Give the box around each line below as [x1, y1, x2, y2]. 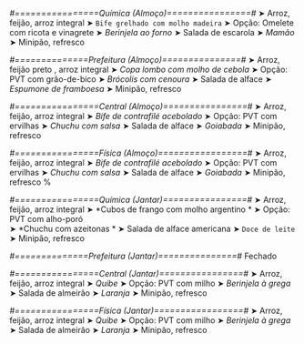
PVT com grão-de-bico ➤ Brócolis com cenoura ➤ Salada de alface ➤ [9, 74, 272, 85]
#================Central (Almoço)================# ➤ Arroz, [9, 101, 287, 112]
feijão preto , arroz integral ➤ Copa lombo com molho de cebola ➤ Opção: [9, 64, 289, 75]
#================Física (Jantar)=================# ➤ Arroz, [9, 305, 283, 316]
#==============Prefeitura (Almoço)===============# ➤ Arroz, [9, 55, 280, 65]
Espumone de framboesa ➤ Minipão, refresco [9, 84, 182, 94]
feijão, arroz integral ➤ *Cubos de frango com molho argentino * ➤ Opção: [9, 204, 291, 215]
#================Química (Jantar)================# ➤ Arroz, [9, 195, 287, 205]
